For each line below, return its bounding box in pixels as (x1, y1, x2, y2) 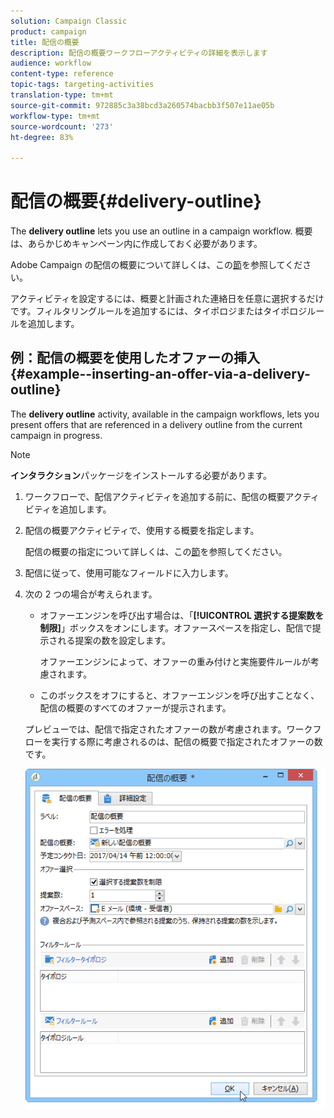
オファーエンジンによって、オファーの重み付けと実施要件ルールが (39, 655, 311, 667)
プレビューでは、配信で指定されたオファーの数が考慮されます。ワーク (24, 723, 313, 735)
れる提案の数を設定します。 (57, 634, 172, 646)
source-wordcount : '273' (10, 121, 114, 132)
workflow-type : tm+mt (10, 111, 101, 121)
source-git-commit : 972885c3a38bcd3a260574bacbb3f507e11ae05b (10, 100, 275, 110)
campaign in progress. (10, 429, 103, 441)
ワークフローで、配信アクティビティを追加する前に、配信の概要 (24, 490, 286, 502)
